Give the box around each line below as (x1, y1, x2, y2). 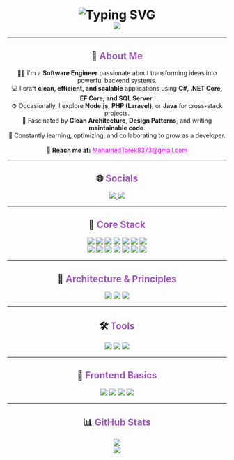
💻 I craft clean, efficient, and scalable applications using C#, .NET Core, (11, 84, 223, 92)
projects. (104, 109, 130, 117)
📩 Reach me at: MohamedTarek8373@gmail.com (46, 146, 188, 154)
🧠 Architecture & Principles (57, 273, 177, 285)
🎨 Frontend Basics (77, 369, 157, 381)
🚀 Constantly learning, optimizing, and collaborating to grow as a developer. (8, 131, 226, 139)
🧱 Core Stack (88, 218, 146, 230)
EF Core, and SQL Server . (79, 94, 155, 102)
